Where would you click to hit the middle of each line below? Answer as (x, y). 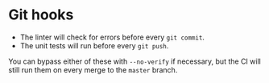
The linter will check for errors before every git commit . (112, 37)
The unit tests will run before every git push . (94, 45)
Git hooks (41, 15)
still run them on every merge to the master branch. (93, 69)
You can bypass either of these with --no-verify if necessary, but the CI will (135, 61)
